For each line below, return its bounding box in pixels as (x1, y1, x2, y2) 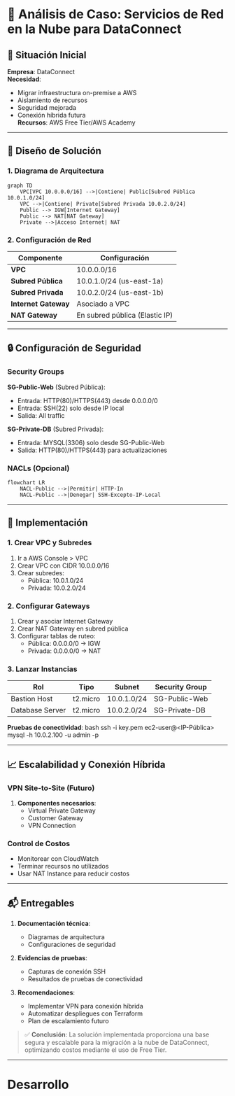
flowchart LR (7, 479, 45, 486)
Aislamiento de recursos (17, 96, 88, 104)
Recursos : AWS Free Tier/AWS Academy (17, 118, 136, 127)
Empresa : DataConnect (7, 68, 76, 76)
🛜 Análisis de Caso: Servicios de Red (7, 6, 225, 22)
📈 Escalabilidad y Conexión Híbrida (7, 759, 166, 771)
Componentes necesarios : (17, 799, 97, 807)
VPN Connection (27, 821, 76, 829)
